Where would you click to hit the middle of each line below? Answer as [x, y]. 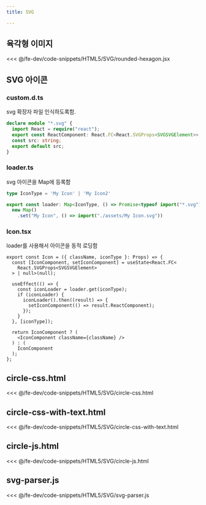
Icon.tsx [19, 232]
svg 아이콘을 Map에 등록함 [39, 182]
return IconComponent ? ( [45, 333]
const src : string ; [37, 141]
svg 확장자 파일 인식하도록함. [41, 112]
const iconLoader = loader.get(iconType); [72, 290]
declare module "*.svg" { [39, 123]
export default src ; [38, 146]
